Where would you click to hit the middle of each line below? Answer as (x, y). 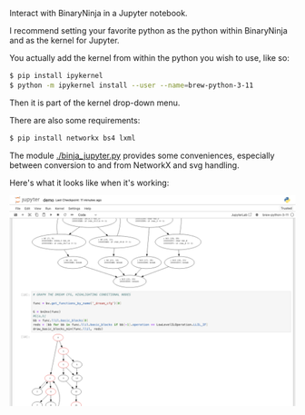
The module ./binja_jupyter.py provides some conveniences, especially (142, 155)
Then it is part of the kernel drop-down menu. (95, 103)
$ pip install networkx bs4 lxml (73, 138)
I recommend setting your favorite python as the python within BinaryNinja (148, 30)
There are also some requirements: (75, 120)
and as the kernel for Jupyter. (64, 40)
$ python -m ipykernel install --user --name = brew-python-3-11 (132, 85)
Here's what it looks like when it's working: (89, 183)
